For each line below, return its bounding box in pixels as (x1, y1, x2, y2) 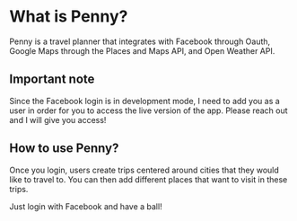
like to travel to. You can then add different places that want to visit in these (9, 173, 288, 185)
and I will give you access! (9, 114, 107, 125)
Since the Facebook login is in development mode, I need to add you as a (9, 95, 280, 106)
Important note (9, 72, 95, 87)
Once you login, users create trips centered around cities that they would (9, 164, 280, 175)
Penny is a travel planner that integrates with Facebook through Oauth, (9, 36, 271, 47)
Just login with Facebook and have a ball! (9, 200, 163, 212)
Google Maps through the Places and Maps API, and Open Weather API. (9, 45, 275, 56)
